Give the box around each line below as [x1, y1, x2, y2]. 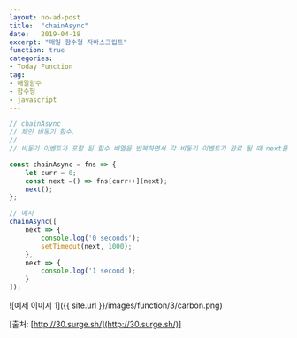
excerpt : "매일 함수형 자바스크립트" [9, 37, 128, 47]
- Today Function [9, 63, 73, 72]
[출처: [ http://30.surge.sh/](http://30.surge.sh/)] [9, 319, 182, 329]
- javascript [9, 95, 57, 104]
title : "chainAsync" [9, 21, 89, 30]
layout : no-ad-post [9, 12, 81, 22]
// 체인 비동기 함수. [9, 127, 76, 137]
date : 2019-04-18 [9, 29, 81, 38]
